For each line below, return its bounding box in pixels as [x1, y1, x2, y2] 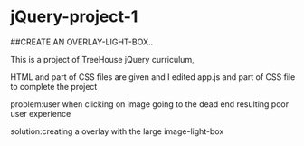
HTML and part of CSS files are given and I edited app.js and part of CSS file [10, 71, 296, 83]
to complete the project [10, 81, 98, 92]
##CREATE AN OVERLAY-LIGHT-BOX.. [10, 36, 154, 47]
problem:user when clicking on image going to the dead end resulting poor [10, 98, 289, 110]
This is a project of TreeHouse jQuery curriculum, [10, 54, 195, 64]
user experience [10, 108, 71, 119]
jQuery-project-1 [10, 6, 138, 27]
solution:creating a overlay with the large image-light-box [10, 125, 224, 137]
